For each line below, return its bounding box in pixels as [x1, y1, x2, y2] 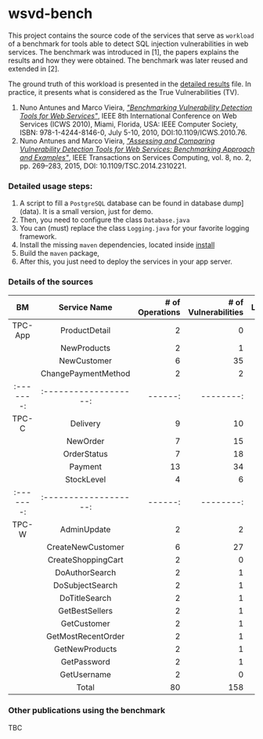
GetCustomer [60, 617, 110, 628]
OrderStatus [63, 448, 108, 459]
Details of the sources [8, 276, 94, 287]
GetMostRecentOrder [45, 631, 125, 642]
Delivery [70, 417, 101, 428]
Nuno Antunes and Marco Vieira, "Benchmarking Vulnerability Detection [19, 103, 253, 112]
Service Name [58, 301, 113, 312]
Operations [138, 307, 181, 318]
